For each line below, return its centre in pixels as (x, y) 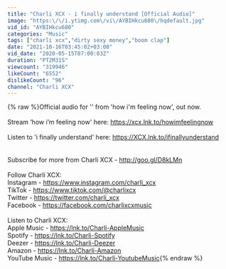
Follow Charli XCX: (34, 175)
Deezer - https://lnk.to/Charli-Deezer (61, 243)
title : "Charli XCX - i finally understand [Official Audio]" (101, 14)
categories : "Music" (38, 34)
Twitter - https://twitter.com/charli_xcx (63, 198)
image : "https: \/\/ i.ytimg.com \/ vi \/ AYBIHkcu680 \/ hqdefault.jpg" (106, 21)
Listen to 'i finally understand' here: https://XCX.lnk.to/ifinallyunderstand (113, 137)
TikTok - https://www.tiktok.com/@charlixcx (72, 190)
